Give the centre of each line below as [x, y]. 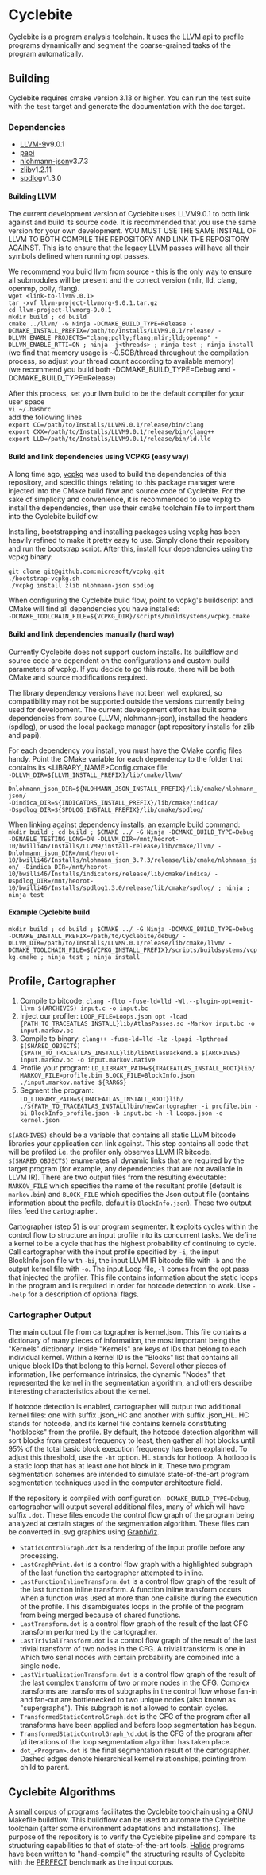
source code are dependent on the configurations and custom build [119, 660]
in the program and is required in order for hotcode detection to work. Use [129, 1285]
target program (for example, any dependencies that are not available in [126, 1168]
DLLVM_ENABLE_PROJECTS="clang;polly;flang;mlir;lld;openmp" [110, 338]
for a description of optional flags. [83, 1294]
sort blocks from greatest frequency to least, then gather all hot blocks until [132, 1440]
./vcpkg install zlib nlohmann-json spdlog [81, 586]
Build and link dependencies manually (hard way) [91, 634]
